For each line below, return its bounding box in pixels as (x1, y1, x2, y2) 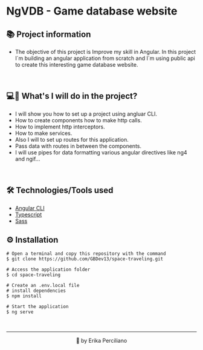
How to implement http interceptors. (14, 123, 106, 130)
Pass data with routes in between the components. (14, 142, 142, 150)
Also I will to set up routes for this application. (14, 136, 129, 143)
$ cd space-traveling (6, 272, 61, 278)
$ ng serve (6, 309, 34, 315)
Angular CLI (14, 204, 45, 211)
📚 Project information (6, 29, 91, 39)
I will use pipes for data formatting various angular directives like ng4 (14, 148, 187, 156)
